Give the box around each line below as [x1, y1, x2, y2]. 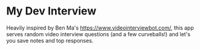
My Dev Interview [6, 4, 97, 18]
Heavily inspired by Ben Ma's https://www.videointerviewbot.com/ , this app [6, 24, 195, 31]
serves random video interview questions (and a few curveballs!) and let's [6, 30, 191, 37]
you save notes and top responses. [6, 37, 94, 44]
